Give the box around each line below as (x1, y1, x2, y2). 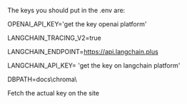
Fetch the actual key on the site (7, 89, 100, 97)
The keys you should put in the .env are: (7, 6, 126, 14)
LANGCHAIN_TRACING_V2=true (7, 33, 101, 42)
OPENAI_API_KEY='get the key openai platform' (7, 20, 147, 28)
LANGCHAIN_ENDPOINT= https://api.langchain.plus (7, 48, 158, 56)
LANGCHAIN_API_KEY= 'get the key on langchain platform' (7, 61, 181, 70)
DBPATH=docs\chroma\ (7, 75, 77, 83)
